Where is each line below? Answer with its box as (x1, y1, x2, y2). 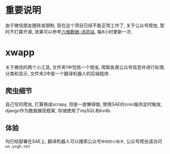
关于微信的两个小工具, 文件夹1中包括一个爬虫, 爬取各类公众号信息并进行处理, (5, 64, 165, 70)
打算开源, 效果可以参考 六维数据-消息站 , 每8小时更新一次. (14, 28, 133, 34)
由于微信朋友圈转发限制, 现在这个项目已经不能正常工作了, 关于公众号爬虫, (5, 22, 159, 28)
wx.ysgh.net (5, 144, 31, 149)
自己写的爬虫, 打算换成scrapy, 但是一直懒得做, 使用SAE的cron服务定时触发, (5, 101, 162, 107)
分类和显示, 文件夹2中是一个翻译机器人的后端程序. (5, 70, 110, 76)
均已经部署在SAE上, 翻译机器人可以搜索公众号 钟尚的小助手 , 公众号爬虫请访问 (5, 138, 162, 144)
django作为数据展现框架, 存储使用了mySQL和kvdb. (5, 107, 112, 113)
